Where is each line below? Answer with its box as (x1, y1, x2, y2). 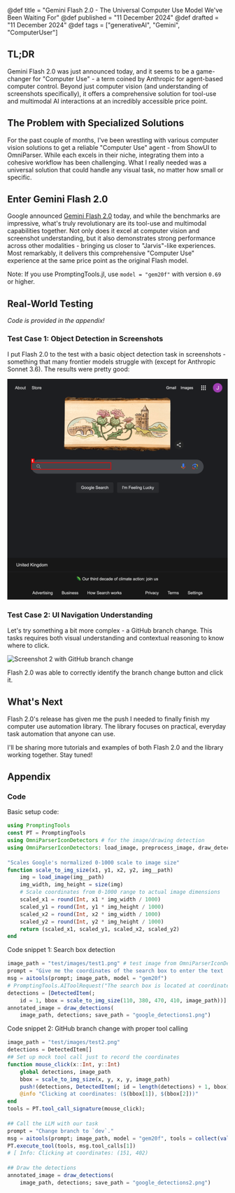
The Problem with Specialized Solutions (7, 117, 184, 129)
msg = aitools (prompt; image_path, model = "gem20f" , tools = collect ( (7, 1135, 220, 1142)
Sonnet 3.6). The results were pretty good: (7, 364, 130, 373)
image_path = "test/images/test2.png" (7, 1039, 120, 1046)
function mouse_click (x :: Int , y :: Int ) (7, 1061, 120, 1068)
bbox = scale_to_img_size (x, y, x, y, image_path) (20, 1075, 171, 1083)
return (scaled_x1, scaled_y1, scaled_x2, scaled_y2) (20, 925, 180, 932)
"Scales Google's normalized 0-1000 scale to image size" (7, 859, 180, 866)
